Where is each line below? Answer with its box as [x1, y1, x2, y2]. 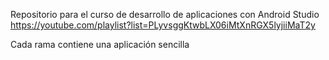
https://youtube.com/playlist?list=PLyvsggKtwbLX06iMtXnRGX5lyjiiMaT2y [10, 19, 316, 31]
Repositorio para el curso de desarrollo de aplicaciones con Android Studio [10, 9, 320, 20]
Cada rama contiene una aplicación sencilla [10, 39, 190, 50]
